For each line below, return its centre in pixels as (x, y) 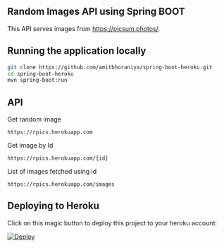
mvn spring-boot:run (38, 81)
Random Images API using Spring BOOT (96, 12)
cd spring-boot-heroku (41, 73)
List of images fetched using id (52, 172)
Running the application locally (77, 51)
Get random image (34, 119)
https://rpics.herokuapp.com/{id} (58, 158)
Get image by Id (30, 146)
